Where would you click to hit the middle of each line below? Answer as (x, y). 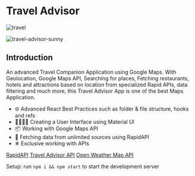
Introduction (30, 58)
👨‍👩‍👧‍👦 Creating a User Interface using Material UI (74, 122)
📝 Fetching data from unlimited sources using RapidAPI (82, 137)
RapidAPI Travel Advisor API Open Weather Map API (70, 155)
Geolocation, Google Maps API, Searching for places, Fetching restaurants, (98, 78)
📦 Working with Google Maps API (56, 128)
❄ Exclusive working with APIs (52, 143)
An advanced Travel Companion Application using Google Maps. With (91, 72)
